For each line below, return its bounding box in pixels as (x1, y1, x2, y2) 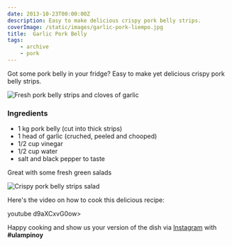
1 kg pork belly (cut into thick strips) (17, 125, 123, 133)
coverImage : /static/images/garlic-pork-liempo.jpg (7, 23, 163, 30)
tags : (7, 37, 23, 44)
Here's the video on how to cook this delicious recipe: (7, 196, 165, 204)
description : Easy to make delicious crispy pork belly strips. (7, 17, 201, 24)
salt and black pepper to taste (17, 155, 105, 163)
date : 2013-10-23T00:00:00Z (7, 10, 91, 18)
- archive (20, 43, 50, 50)
